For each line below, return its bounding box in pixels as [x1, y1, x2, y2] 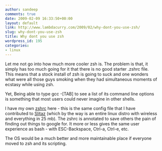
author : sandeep [5, 7, 38, 12]
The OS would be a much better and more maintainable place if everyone [5, 135, 152, 141]
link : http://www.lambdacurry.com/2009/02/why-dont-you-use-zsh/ [5, 25, 140, 30]
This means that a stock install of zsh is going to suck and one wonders [5, 71, 148, 77]
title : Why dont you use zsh [5, 34, 64, 39]
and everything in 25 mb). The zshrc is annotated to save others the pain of [5, 116, 157, 121]
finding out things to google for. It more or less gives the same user [5, 121, 140, 126]
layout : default [5, 20, 38, 26]
